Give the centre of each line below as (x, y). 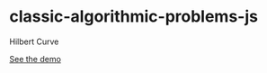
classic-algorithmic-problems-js (134, 17)
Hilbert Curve (34, 41)
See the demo (35, 59)
